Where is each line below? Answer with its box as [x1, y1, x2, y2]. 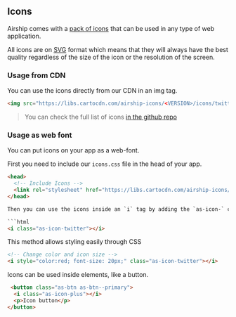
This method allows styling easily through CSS [7, 238, 142, 246]
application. [7, 32, 41, 40]
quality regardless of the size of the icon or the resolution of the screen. [7, 53, 216, 61]
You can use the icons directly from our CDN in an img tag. [7, 86, 178, 95]
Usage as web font [7, 130, 72, 140]
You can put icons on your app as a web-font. [7, 146, 140, 155]
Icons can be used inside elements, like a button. [7, 271, 149, 279]
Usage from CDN [7, 70, 66, 80]
